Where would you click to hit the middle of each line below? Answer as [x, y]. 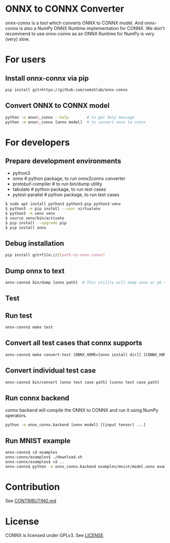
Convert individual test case [51, 371]
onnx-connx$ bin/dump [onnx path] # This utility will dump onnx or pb [83, 283]
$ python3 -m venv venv [30, 213]
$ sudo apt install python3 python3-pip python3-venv [63, 204]
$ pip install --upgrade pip [36, 223]
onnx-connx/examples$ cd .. [35, 462]
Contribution [33, 487]
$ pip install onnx [26, 228]
